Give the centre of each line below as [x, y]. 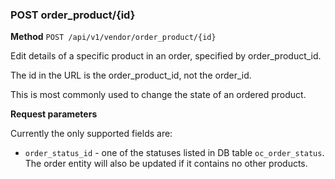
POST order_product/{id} [73, 15]
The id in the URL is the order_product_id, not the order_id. [131, 75]
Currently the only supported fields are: [91, 134]
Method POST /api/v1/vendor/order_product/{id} [113, 37]
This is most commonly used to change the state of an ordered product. [158, 95]
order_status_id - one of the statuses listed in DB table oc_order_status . [174, 153]
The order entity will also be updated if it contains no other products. [166, 164]
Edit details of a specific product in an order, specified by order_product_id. [166, 56]
